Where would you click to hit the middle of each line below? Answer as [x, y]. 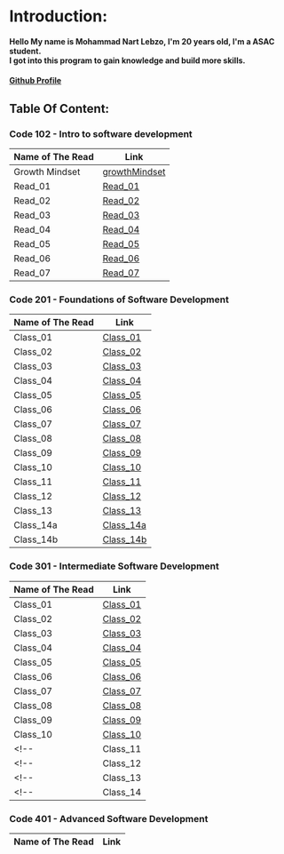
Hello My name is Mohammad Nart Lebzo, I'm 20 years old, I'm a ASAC [142, 41]
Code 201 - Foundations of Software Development [119, 299]
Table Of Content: [59, 108]
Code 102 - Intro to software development [101, 133]
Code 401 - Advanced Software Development [109, 818]
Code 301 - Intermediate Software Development [114, 566]
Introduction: [59, 16]
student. [25, 51]
